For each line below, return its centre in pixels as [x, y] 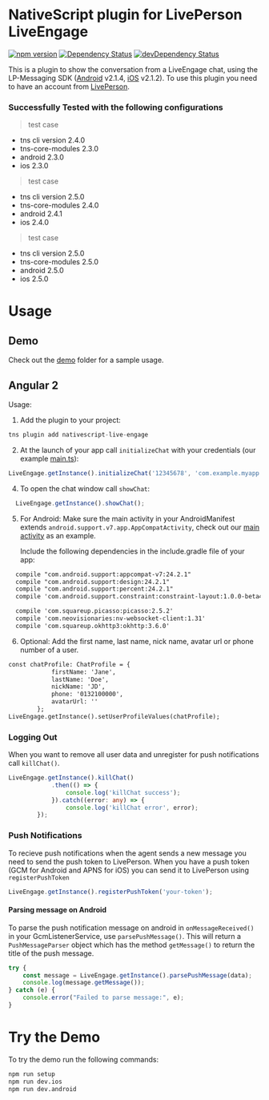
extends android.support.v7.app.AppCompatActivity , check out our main [140, 527]
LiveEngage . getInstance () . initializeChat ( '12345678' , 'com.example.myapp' [136, 473]
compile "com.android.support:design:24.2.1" [93, 582]
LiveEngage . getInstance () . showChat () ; [80, 503]
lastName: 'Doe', [80, 679]
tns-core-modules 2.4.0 [59, 205]
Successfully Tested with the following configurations [116, 107]
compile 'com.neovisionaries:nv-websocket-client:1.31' [110, 618]
